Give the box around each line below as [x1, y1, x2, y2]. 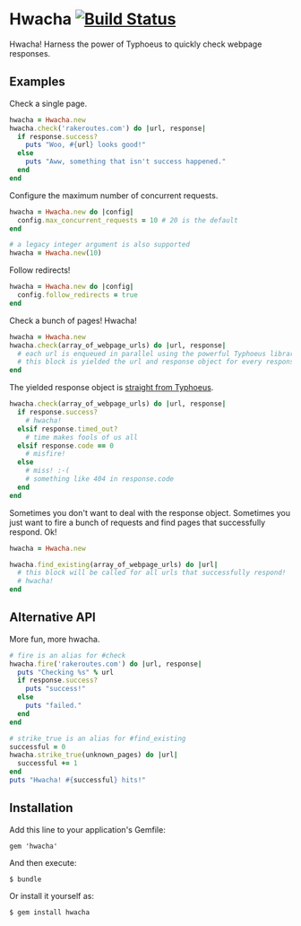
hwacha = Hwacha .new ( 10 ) [9, 249, 102, 258]
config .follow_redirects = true [17, 291, 139, 300]
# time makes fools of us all [25, 432, 139, 441]
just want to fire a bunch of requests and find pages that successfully [9, 517, 266, 528]
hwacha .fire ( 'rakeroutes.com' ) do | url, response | [9, 660, 202, 668]
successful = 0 [9, 742, 66, 751]
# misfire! [25, 450, 66, 459]
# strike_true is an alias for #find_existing [9, 734, 186, 743]
